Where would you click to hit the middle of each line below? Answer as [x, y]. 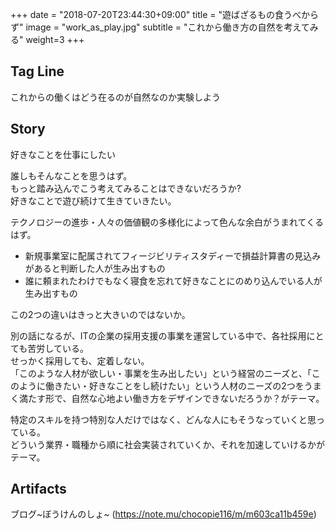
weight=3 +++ [55, 39]
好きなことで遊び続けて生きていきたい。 [93, 200]
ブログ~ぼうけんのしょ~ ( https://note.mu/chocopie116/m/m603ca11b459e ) [163, 514]
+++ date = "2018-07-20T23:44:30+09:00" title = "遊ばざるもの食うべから [164, 14]
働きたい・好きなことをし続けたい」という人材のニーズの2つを [174, 385]
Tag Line [37, 71]
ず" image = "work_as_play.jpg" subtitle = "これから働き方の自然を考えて [160, 27]
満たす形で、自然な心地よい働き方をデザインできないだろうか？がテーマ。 [171, 398]
